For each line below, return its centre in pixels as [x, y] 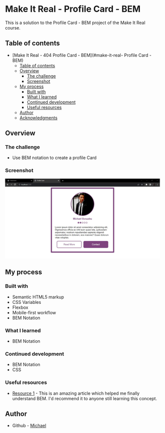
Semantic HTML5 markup [38, 297]
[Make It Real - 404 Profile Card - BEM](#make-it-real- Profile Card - [82, 55]
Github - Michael [29, 426]
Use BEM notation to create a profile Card [54, 158]
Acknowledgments [39, 118]
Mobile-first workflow [34, 312]
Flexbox [20, 307]
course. [13, 27]
